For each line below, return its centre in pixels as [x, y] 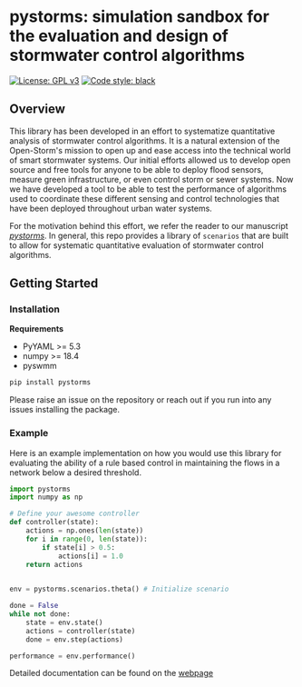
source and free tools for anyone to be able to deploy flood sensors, [136, 169]
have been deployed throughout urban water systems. [111, 208]
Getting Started [54, 284]
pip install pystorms [50, 383]
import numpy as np [46, 497]
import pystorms [40, 489]
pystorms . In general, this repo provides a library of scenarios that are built [149, 235]
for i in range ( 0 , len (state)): [87, 539]
